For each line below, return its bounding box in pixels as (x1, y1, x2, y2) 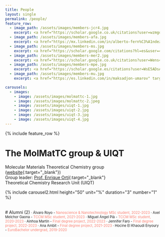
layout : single (5, 12, 36, 17)
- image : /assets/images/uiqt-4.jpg (14, 117, 89, 122)
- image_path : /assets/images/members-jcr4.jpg (9, 26, 109, 31)
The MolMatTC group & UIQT (5, 147, 124, 159)
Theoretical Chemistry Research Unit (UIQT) (5, 179, 95, 185)
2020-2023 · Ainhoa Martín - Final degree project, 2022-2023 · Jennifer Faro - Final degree (5, 219, 154, 224)
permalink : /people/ (5, 16, 48, 21)
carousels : (5, 85, 27, 90)
